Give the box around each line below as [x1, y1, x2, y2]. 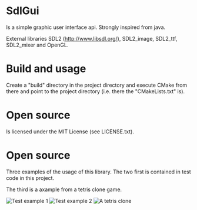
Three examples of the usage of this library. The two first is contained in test [6, 168, 191, 175]
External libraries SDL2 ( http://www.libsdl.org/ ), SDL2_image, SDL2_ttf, [6, 35, 178, 42]
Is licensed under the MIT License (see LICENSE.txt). [6, 128, 134, 135]
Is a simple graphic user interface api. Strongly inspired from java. [6, 24, 166, 31]
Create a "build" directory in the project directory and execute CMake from [6, 81, 188, 88]
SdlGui [6, 4, 39, 18]
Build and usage [6, 62, 86, 76]
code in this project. [6, 174, 55, 181]
